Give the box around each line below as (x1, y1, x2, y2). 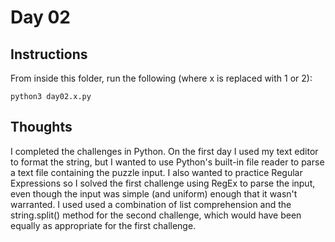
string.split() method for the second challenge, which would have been (10, 209, 302, 221)
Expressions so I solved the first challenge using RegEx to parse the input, (10, 177, 316, 189)
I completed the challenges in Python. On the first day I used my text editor (10, 145, 319, 157)
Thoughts (10, 119, 73, 136)
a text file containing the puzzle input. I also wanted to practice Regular (10, 166, 303, 178)
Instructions (10, 46, 88, 63)
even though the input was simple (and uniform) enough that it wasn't (10, 187, 298, 200)
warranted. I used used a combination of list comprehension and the (10, 198, 292, 210)
